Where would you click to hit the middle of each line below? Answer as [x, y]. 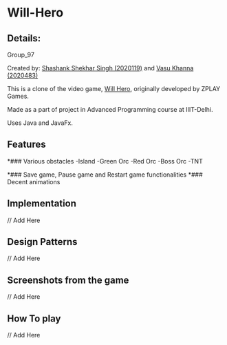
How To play [34, 318]
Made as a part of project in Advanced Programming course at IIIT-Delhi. [110, 109]
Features [26, 145]
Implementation [42, 204]
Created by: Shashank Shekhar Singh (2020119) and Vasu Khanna [100, 68]
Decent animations [34, 181]
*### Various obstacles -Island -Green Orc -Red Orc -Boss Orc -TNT [105, 161]
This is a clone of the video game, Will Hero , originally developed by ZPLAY [114, 89]
